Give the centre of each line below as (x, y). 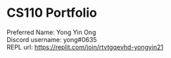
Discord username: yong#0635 (52, 39)
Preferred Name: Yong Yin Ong (51, 32)
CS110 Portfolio (52, 13)
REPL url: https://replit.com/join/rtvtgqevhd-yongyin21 (85, 47)
